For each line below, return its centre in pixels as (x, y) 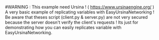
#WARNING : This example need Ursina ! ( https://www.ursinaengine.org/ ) (80, 7)
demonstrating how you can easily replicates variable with (63, 27)
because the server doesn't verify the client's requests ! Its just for (72, 22)
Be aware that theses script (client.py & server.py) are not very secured (77, 17)
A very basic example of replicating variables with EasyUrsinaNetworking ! (80, 12)
